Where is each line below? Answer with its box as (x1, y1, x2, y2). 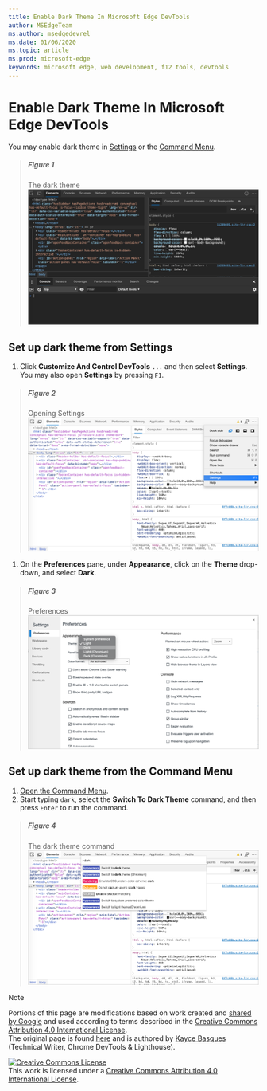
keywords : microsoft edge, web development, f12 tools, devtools (8, 64, 229, 72)
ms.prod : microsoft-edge (8, 55, 91, 63)
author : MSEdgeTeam (8, 21, 73, 29)
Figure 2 (27, 388, 56, 398)
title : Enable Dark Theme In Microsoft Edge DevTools (8, 13, 191, 21)
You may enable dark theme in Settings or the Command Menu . (8, 142, 216, 151)
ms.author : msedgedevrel (8, 29, 91, 37)
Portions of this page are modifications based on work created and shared (8, 1008, 252, 1018)
